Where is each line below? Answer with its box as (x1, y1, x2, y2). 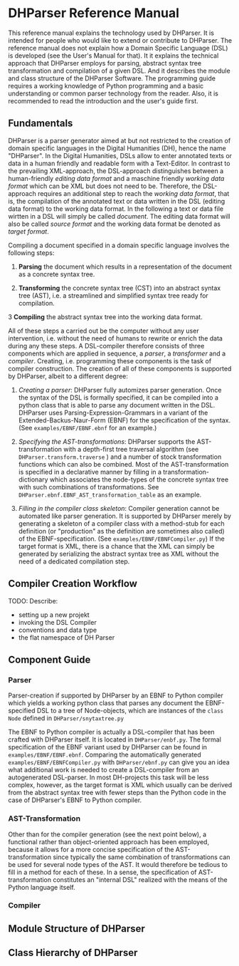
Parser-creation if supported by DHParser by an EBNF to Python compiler (8, 691, 223, 700)
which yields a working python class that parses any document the (8, 699, 204, 707)
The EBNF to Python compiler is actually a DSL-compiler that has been (8, 728, 216, 737)
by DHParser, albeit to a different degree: (8, 372, 129, 380)
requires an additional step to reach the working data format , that (37, 189, 230, 197)
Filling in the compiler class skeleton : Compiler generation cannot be (18, 504, 220, 512)
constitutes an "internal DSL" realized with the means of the (53, 875, 228, 884)
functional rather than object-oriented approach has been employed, (8, 837, 209, 846)
